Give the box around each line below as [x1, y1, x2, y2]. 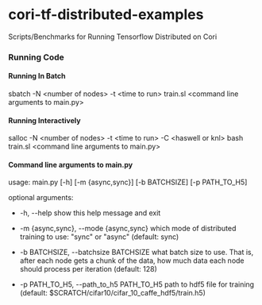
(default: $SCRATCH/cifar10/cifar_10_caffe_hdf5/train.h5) [19, 288, 206, 298]
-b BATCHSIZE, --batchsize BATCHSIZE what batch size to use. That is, [19, 248, 254, 257]
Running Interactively [8, 115, 81, 125]
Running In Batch [8, 71, 66, 81]
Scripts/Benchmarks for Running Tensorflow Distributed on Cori [8, 32, 218, 41]
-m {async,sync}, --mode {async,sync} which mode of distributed [19, 224, 237, 234]
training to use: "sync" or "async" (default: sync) [19, 232, 179, 241]
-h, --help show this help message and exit [19, 208, 161, 218]
